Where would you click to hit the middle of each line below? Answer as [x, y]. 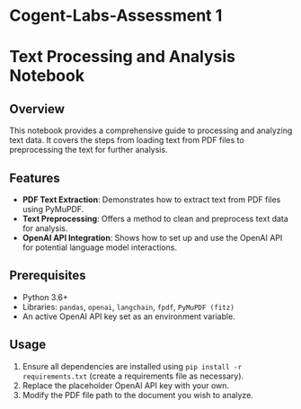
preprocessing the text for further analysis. [89, 150]
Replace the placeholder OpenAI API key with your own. [126, 385]
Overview [37, 109]
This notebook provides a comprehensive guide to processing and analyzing [151, 130]
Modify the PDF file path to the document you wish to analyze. [138, 395]
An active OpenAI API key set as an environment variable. [128, 316]
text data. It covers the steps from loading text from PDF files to [127, 140]
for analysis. [45, 228]
